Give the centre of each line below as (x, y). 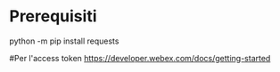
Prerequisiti (53, 16)
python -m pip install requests (64, 41)
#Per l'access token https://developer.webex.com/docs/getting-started (140, 58)
